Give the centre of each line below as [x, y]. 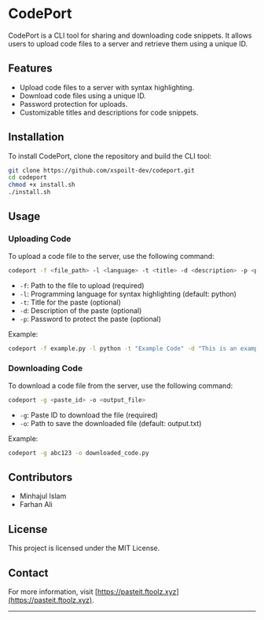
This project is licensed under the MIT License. [84, 548]
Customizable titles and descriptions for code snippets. [109, 112]
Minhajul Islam [43, 496]
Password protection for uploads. [73, 104]
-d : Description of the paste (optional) [81, 310]
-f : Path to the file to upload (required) [82, 285]
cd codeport [27, 177]
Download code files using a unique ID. [83, 96]
